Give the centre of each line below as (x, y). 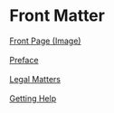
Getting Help (33, 98)
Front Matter (57, 16)
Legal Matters (35, 79)
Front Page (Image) (45, 41)
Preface (24, 60)
